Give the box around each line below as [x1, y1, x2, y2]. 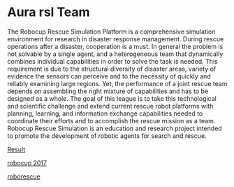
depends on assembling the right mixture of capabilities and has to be [7, 87, 209, 95]
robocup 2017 [7, 158, 47, 167]
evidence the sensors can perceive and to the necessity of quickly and [7, 71, 211, 81]
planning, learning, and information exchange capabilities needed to [7, 109, 203, 118]
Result [7, 145, 26, 153]
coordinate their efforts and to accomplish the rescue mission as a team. [7, 116, 216, 125]
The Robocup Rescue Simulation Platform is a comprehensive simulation [7, 27, 216, 36]
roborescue [7, 172, 41, 181]
